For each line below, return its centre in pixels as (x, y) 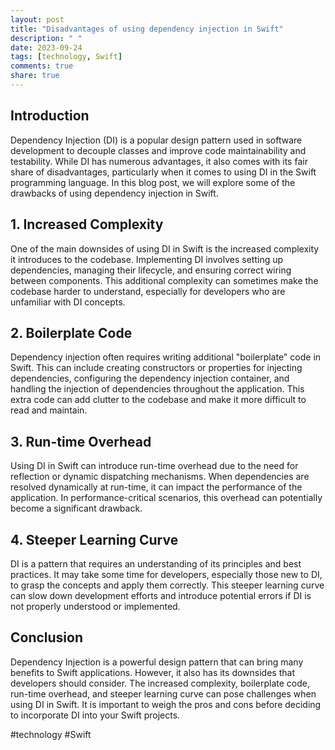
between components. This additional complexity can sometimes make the (164, 280)
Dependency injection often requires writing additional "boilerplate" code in (166, 357)
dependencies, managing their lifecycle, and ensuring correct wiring (151, 270)
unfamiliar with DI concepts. (68, 302)
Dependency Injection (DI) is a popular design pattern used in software (156, 140)
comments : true (42, 66)
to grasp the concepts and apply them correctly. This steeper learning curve (167, 585)
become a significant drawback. (76, 508)
